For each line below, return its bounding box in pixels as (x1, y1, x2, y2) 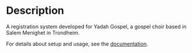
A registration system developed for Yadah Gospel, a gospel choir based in (6, 23, 187, 30)
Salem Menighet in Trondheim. (6, 29, 80, 36)
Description (6, 4, 64, 17)
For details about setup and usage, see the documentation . (6, 40, 148, 47)
